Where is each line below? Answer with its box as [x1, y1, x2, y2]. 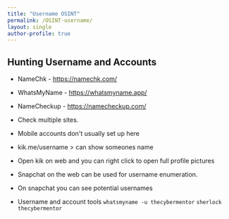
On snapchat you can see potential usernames [17, 184, 153, 192]
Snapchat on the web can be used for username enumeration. [17, 170, 198, 179]
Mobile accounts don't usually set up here [17, 130, 140, 138]
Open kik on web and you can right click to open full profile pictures [17, 156, 215, 165]
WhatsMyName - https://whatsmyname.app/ [17, 89, 147, 97]
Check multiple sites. [17, 115, 79, 124]
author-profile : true [7, 30, 71, 37]
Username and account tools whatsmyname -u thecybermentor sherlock [17, 198, 222, 206]
